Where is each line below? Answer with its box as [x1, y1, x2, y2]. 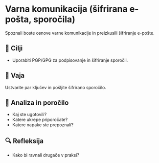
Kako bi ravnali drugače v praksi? [12, 152, 80, 158]
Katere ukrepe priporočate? [12, 116, 68, 123]
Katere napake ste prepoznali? [12, 122, 74, 128]
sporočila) [33, 14, 76, 25]
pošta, [5, 14, 32, 25]
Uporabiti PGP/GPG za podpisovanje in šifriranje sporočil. [12, 57, 128, 63]
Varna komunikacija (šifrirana [5, 3, 128, 15]
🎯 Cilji [5, 44, 23, 52]
